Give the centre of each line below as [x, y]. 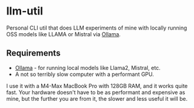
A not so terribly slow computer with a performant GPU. [85, 74]
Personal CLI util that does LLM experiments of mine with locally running [97, 28]
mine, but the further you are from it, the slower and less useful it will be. [97, 98]
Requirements [33, 53]
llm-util [25, 11]
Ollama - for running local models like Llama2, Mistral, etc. [88, 68]
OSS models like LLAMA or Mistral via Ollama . [64, 34]
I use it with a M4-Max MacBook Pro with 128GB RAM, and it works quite [97, 86]
